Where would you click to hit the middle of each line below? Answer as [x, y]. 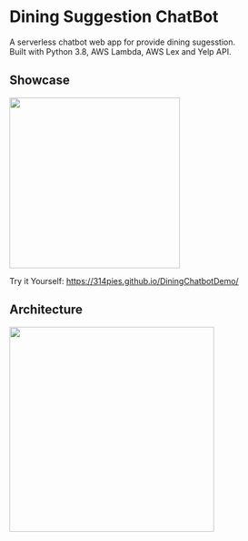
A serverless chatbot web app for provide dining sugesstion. [123, 42]
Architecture [46, 310]
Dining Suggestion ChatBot [114, 17]
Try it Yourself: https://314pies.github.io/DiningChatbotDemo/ [124, 281]
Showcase [40, 81]
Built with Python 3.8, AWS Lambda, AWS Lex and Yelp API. [120, 51]
